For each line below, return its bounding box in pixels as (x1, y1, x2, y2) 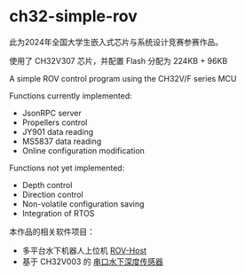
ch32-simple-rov (9, 6, 138, 27)
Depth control (21, 179, 73, 190)
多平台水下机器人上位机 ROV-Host (21, 245, 147, 255)
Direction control (21, 189, 84, 200)
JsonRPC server (21, 107, 83, 118)
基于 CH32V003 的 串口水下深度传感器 (21, 255, 164, 267)
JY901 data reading (21, 126, 94, 137)
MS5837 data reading (21, 136, 102, 146)
